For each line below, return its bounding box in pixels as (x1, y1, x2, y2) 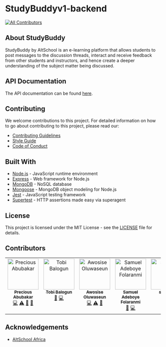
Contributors (5, 244, 46, 253)
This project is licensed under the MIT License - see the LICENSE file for (5, 225, 152, 231)
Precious (14, 289, 32, 295)
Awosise (86, 289, 104, 295)
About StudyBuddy (5, 34, 66, 42)
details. (5, 230, 20, 235)
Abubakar (13, 294, 33, 300)
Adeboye (121, 294, 140, 300)
